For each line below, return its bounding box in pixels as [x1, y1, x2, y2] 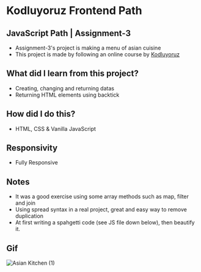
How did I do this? [6, 109, 76, 119]
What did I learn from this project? [6, 68, 139, 79]
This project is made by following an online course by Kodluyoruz [15, 51, 180, 58]
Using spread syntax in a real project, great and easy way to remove [15, 206, 188, 213]
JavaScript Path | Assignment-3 [6, 28, 131, 39]
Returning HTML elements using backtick [15, 91, 120, 98]
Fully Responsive [15, 159, 58, 166]
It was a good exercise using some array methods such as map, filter [15, 193, 189, 200]
